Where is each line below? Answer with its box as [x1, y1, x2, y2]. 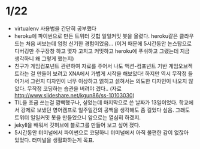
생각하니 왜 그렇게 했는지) [14, 55, 74, 62]
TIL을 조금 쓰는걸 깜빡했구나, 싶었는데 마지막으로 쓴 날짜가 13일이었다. [14, 99, 178, 106]
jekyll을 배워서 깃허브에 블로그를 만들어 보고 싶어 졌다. [14, 121, 141, 129]
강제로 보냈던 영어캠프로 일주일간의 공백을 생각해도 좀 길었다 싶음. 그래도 [20, 106, 190, 114]
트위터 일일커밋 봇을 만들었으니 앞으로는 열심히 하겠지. [14, 114, 141, 121]
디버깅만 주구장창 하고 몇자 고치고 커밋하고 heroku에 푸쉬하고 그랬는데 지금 [14, 47, 190, 55]
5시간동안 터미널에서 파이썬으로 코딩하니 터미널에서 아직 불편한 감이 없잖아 [14, 129, 189, 136]
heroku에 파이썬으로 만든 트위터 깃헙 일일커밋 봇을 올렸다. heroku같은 [14, 32, 178, 40]
